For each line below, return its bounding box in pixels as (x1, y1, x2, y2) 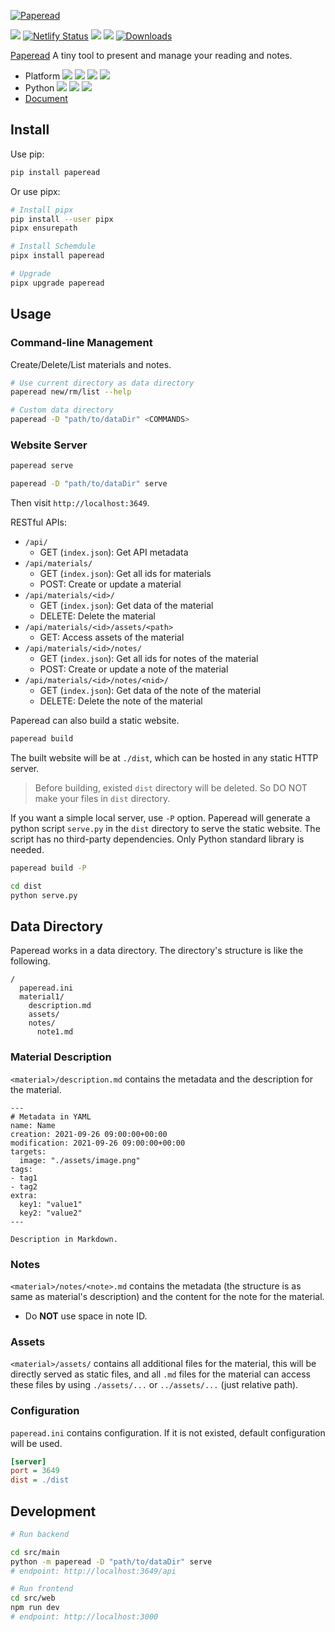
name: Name (10, 1120, 56, 1130)
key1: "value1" (19, 1199, 83, 1209)
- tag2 (10, 1181, 38, 1192)
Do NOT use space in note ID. (24, 1310, 148, 1322)
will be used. (10, 1437, 63, 1449)
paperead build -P (10, 863, 87, 873)
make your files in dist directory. (34, 792, 171, 804)
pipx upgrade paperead (10, 278, 105, 288)
